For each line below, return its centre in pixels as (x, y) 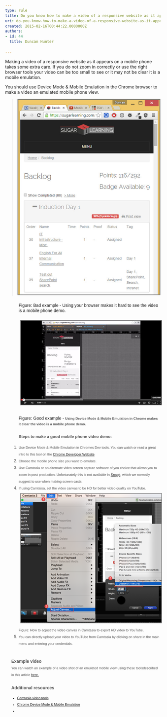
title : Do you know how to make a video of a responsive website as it (80, 16)
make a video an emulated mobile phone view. (52, 92)
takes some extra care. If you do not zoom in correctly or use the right (76, 67)
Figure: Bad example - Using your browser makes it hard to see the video (88, 305)
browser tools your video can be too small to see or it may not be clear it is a (83, 72)
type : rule (16, 10)
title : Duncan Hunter (32, 42)
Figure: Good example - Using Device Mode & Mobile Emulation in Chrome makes (88, 418)
